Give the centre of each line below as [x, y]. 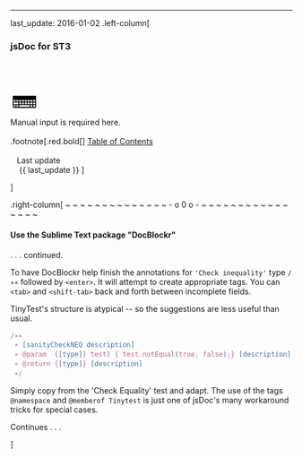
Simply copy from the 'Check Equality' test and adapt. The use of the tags [147, 390]
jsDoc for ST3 [40, 46]
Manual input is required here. [65, 123]
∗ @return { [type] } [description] [78, 364]
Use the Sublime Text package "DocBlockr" [93, 235]
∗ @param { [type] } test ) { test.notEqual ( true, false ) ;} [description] [153, 355]
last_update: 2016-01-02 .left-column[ [80, 23]
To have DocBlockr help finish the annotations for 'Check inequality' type [148, 272]
